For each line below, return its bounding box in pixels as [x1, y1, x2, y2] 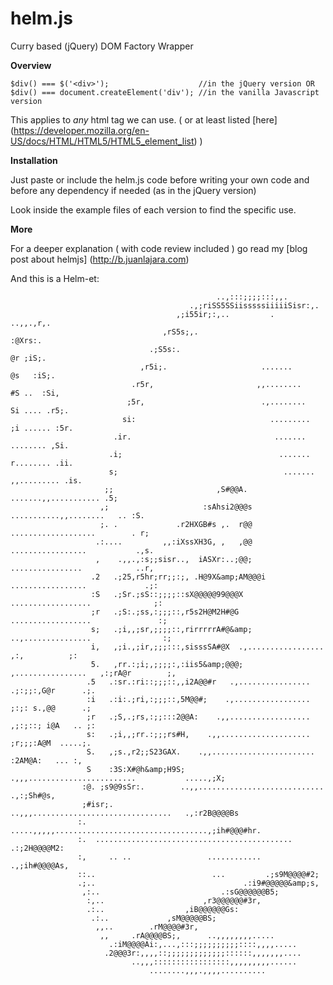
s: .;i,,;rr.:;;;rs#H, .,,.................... [86, 729, 311, 739]
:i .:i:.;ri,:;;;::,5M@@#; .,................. [86, 694, 311, 704]
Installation [10, 154, 58, 166]
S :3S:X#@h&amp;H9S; [86, 764, 186, 774]
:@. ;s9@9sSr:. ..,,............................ [81, 782, 325, 792]
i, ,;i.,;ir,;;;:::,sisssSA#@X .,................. [90, 642, 325, 652]
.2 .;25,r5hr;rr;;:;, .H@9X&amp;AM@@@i [90, 572, 267, 582]
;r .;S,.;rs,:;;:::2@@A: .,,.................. [86, 712, 311, 722]
